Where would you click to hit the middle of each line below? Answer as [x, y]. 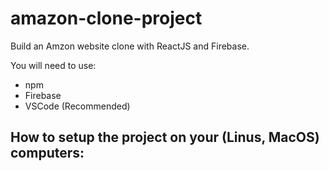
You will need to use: [53, 65]
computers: [47, 153]
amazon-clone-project [106, 18]
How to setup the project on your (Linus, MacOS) [165, 137]
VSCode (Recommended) [77, 106]
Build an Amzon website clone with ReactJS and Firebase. [130, 46]
